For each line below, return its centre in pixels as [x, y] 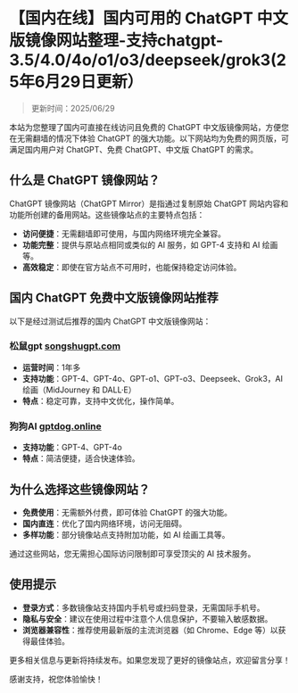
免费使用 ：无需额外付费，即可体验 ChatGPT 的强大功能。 [127, 512]
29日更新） [102, 82]
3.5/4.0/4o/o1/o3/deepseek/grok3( [143, 60]
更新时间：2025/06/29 [73, 108]
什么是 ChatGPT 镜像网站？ [85, 181]
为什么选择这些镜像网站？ [79, 489]
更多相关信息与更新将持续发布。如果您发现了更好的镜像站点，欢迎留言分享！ [150, 660]
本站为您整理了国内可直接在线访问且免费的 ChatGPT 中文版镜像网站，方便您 [149, 127]
